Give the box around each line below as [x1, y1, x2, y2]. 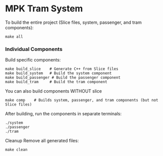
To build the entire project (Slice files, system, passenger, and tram [5, 19, 142, 25]
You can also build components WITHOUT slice [5, 88, 102, 94]
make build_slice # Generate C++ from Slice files [5, 66, 119, 72]
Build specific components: [5, 57, 61, 63]
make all [5, 34, 23, 39]
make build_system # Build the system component [5, 71, 112, 76]
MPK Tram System [5, 3, 83, 14]
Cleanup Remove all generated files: [5, 138, 79, 144]
